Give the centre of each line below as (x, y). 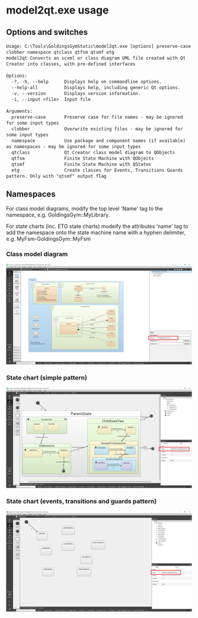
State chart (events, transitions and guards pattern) (82, 501)
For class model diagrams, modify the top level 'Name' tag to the (85, 208)
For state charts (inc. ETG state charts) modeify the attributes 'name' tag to (97, 226)
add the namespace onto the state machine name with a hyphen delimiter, (96, 232)
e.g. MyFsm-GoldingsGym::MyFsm (49, 238)
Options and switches (47, 32)
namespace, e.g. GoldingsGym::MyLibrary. (58, 215)
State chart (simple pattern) (47, 377)
